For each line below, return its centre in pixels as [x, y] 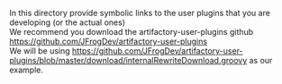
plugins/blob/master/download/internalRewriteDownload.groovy [128, 60]
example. [26, 70]
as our [261, 60]
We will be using [40, 51]
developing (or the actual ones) [68, 22]
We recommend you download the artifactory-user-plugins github [132, 32]
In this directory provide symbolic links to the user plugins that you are [140, 13]
